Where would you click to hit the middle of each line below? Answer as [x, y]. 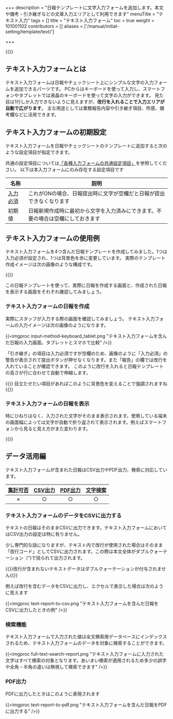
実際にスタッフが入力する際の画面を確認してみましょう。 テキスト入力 [80, 318]
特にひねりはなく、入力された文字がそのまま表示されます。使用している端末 [86, 416]
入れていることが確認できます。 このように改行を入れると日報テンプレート [84, 366]
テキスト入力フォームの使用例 [53, 238]
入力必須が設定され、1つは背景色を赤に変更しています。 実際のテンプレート [85, 258]
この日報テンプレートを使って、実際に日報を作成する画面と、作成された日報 [86, 285]
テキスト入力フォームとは [46, 69]
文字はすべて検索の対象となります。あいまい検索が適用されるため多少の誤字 [86, 660]
